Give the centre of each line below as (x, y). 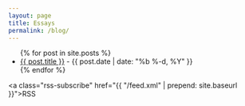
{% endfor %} (43, 70)
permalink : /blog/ (39, 30)
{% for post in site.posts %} (65, 53)
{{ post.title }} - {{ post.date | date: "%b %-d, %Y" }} (106, 61)
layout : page (30, 16)
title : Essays (32, 23)
